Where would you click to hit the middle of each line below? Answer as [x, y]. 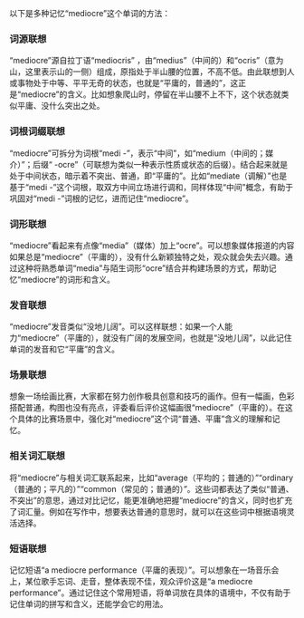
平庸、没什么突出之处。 [61, 106]
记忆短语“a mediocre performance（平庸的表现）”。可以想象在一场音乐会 [144, 570]
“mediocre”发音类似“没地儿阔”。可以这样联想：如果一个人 [117, 327]
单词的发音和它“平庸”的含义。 [65, 349]
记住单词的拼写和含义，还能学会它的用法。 [89, 604]
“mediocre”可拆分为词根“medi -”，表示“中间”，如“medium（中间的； [138, 153]
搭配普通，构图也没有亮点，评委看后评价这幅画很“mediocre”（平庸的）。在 [147, 408]
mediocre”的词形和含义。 [68, 279]
